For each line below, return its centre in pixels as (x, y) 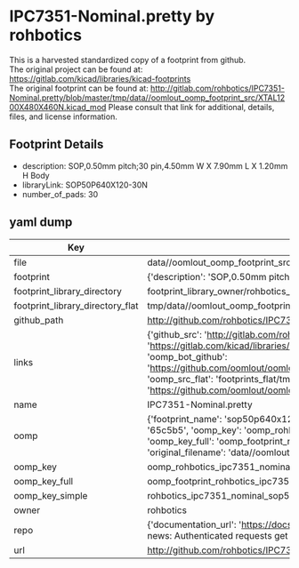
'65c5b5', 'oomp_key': (194, 430)
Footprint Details (57, 144)
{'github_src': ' (177, 334)
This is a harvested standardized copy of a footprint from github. (128, 60)
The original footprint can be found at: (79, 88)
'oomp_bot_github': (187, 356)
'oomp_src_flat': (180, 379)
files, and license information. (63, 116)
